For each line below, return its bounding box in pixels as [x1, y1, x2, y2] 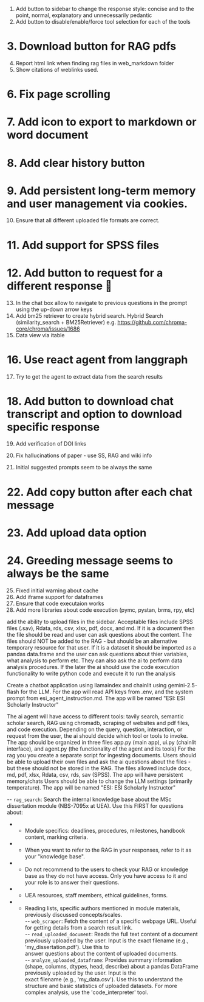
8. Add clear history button [7, 156, 145, 170]
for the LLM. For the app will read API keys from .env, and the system [21, 688, 194, 695]
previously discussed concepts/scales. [24, 911, 123, 918]
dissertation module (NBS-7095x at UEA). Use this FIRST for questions [7, 802, 184, 809]
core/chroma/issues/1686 [15, 325, 81, 332]
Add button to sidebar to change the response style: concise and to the [15, 5, 194, 12]
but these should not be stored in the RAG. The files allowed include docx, [7, 764, 192, 772]
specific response [7, 420, 100, 434]
